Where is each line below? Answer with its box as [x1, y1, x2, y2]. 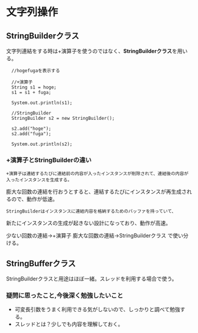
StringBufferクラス [6, 258, 76, 269]
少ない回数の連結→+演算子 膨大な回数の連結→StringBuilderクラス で [6, 232, 173, 239]
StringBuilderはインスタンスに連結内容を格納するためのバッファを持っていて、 [6, 208, 176, 214]
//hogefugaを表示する [11, 68, 60, 74]
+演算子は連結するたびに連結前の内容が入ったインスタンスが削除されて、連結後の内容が [6, 171, 189, 177]
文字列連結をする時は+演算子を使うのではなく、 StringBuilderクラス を [6, 48, 177, 54]
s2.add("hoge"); [11, 126, 51, 132]
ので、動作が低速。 [11, 195, 58, 203]
